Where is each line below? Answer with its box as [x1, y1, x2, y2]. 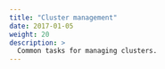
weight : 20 [9, 30, 50, 39]
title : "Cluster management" [9, 13, 118, 22]
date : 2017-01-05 [9, 22, 74, 30]
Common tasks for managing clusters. [17, 47, 158, 56]
